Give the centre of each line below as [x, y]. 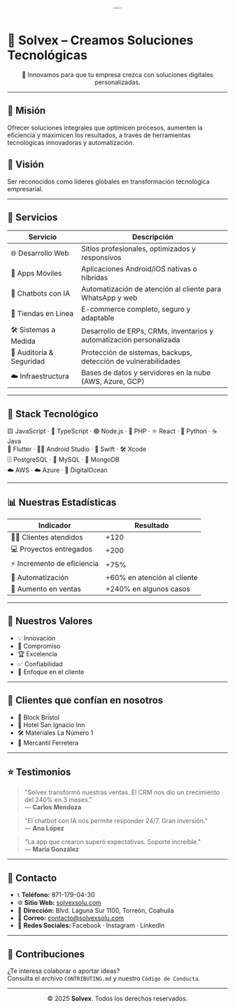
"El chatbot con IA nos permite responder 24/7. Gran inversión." [116, 821]
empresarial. [25, 188]
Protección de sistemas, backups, [137, 352]
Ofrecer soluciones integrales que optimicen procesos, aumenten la [105, 127]
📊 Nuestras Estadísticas [62, 502]
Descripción [152, 237]
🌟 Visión [26, 165]
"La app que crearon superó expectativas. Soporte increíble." [113, 842]
